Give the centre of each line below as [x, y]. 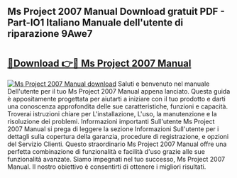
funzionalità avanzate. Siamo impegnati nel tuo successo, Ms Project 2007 [116, 159]
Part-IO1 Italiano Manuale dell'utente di [95, 23]
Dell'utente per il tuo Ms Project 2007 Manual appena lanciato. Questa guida [119, 91]
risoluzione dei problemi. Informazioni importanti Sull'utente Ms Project [111, 121]
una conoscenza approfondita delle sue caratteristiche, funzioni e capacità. [118, 106]
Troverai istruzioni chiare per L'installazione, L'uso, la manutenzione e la [112, 114]
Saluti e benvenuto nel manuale [164, 84]
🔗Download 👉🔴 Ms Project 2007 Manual [99, 63]
